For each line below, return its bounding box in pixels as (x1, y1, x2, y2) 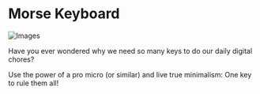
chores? (8, 55, 35, 64)
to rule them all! (8, 78, 59, 88)
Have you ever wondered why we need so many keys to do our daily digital (8, 46, 253, 55)
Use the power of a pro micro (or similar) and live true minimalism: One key (8, 70, 252, 79)
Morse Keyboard (8, 5, 120, 23)
